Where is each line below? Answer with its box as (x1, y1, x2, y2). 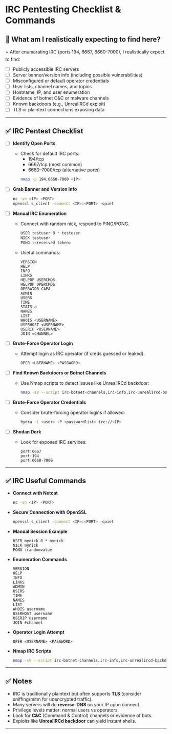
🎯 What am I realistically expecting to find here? (5, 35, 161, 44)
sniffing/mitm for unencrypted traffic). (12, 696, 93, 702)
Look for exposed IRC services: (20, 439, 87, 445)
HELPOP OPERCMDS (20, 282, 55, 287)
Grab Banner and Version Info (12, 186, 77, 192)
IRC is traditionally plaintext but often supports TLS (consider (12, 690, 142, 697)
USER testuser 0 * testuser (20, 231, 80, 236)
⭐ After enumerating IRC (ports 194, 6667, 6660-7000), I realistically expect (5, 49, 165, 55)
